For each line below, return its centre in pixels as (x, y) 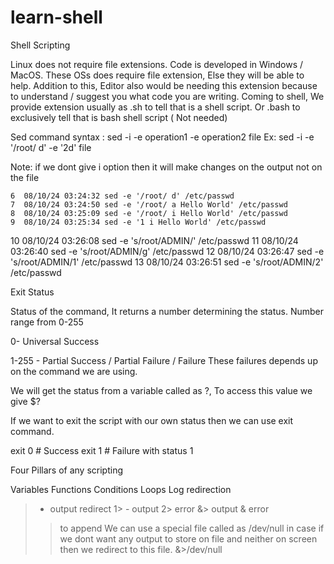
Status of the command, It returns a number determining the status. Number (167, 311)
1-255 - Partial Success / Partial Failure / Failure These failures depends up (164, 360)
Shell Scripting (40, 45)
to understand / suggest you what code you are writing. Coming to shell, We (167, 96)
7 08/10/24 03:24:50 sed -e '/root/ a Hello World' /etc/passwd (149, 204)
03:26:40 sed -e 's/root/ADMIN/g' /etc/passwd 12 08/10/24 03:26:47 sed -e (167, 251)
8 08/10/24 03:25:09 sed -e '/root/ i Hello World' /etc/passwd (149, 213)
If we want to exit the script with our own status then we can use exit (152, 420)
